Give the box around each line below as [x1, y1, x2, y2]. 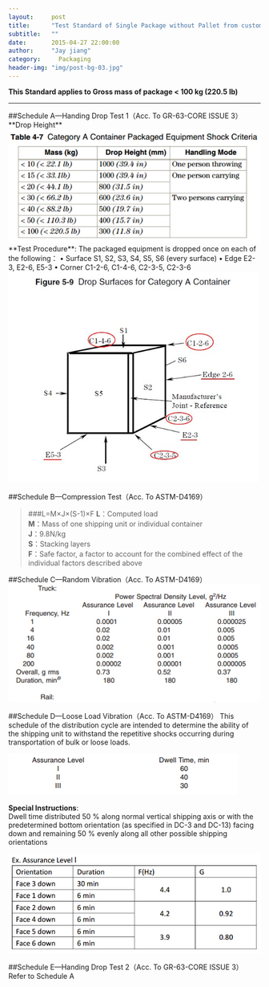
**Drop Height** [8, 120, 62, 129]
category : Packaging [8, 55, 91, 63]
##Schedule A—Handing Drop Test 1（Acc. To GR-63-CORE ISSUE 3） [8, 111, 243, 120]
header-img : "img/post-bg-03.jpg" [8, 64, 124, 72]
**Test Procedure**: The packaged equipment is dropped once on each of [8, 243, 257, 253]
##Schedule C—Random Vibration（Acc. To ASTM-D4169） [8, 574, 207, 584]
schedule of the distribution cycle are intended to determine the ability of [8, 720, 249, 730]
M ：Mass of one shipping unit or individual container [27, 519, 203, 528]
